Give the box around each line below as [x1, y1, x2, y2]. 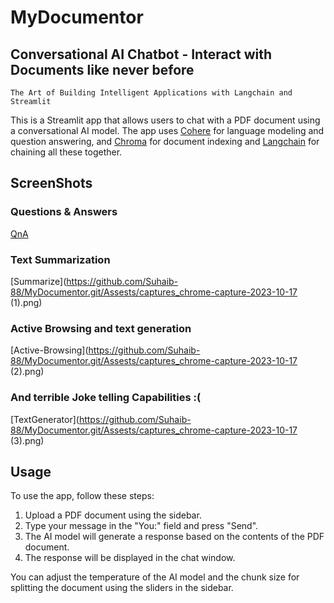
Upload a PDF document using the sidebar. [24, 509, 202, 521]
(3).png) [10, 434, 45, 446]
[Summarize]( [10, 275, 67, 287]
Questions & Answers [10, 205, 118, 219]
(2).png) [10, 366, 45, 378]
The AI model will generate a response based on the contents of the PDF [24, 531, 325, 543]
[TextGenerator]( [10, 413, 80, 425]
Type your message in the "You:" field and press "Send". [24, 520, 259, 532]
